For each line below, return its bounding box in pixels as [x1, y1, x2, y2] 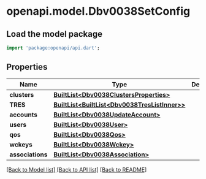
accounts [9, 110, 38, 119]
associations [9, 150, 48, 159]
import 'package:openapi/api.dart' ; [6, 45, 100, 51]
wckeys [9, 140, 32, 148]
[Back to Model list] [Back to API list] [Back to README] [6, 166, 147, 173]
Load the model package [6, 29, 103, 39]
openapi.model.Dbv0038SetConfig [6, 4, 191, 18]
